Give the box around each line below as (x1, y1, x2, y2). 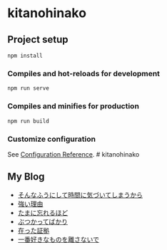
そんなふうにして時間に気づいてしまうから (17, 190, 143, 199)
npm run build (7, 118, 50, 125)
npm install (7, 52, 43, 59)
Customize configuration (7, 134, 96, 144)
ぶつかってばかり (17, 217, 69, 226)
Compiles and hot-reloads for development (7, 68, 161, 78)
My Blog (7, 171, 45, 183)
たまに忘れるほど (17, 208, 69, 217)
